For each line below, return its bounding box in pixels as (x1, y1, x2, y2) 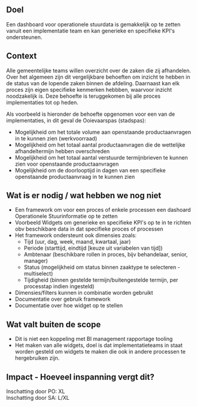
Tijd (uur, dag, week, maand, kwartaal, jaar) (23, 238, 131, 246)
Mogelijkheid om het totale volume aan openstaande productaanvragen (14, 128, 192, 136)
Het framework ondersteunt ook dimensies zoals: (14, 232, 137, 239)
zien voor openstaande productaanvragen (14, 160, 119, 167)
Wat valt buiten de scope (6, 319, 101, 330)
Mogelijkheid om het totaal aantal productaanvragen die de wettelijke (14, 141, 186, 148)
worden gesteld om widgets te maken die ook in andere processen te (14, 348, 186, 355)
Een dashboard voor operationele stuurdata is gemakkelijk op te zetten (6, 20, 181, 28)
